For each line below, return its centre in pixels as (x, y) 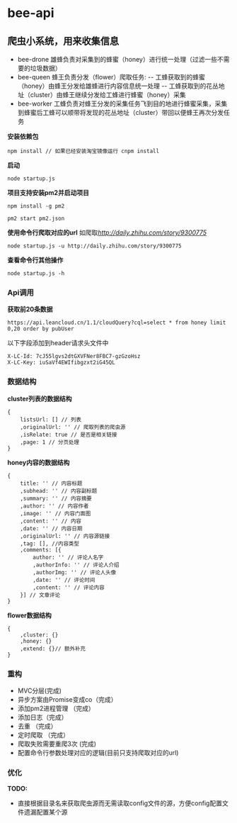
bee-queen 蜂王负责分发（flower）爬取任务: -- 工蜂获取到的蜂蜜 (111, 77)
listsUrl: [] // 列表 (51, 420)
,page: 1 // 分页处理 (50, 442)
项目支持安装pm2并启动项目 (48, 192)
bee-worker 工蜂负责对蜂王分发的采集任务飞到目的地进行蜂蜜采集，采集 (122, 103)
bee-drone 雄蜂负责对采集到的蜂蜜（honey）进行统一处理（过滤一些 (117, 59)
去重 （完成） (37, 726)
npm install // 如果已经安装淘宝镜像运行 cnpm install (83, 151)
